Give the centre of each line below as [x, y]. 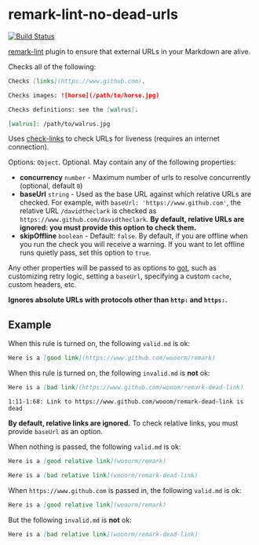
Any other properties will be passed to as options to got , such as [113, 268]
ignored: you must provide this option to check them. [108, 228]
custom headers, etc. [42, 285]
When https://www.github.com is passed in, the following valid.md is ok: [125, 490]
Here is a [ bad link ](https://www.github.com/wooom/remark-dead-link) [126, 388]
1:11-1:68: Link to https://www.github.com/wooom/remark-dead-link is [126, 402]
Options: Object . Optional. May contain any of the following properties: [122, 162]
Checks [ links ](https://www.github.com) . [77, 81]
